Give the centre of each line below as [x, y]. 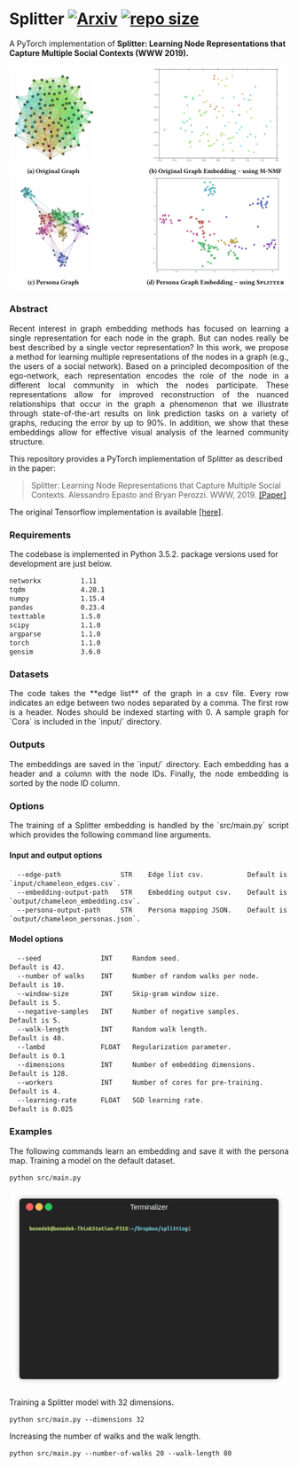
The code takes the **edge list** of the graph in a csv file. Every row [149, 694]
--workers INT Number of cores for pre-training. [141, 1083]
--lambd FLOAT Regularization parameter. [125, 1047]
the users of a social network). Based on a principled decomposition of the [149, 366]
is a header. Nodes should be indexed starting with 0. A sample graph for [149, 712]
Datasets [29, 674]
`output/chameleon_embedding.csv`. [75, 902]
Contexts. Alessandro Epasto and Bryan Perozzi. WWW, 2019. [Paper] [158, 494]
